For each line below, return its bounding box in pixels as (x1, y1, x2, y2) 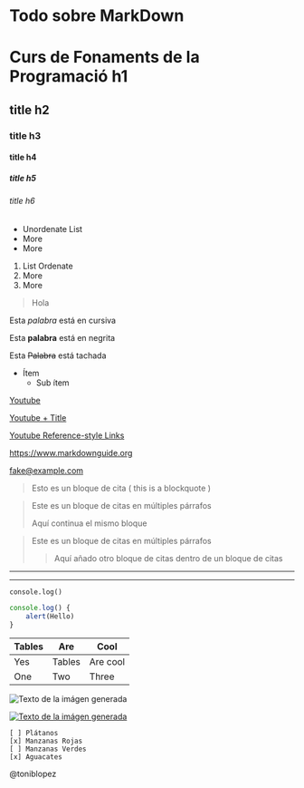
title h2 (9, 102, 50, 118)
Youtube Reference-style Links (9, 430, 125, 441)
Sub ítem (35, 377, 70, 388)
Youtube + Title (9, 412, 67, 423)
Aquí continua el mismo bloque (31, 518, 147, 529)
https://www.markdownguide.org (9, 447, 133, 458)
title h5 (9, 172, 36, 183)
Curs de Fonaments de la (9, 47, 201, 68)
